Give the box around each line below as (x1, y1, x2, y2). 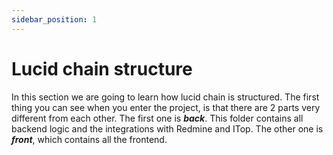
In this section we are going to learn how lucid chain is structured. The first (11, 91, 320, 103)
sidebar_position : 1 (11, 14, 98, 25)
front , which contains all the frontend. (11, 133, 168, 145)
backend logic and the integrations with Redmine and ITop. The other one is (11, 122, 324, 135)
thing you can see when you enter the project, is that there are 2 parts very (11, 101, 321, 113)
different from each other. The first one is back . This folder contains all (11, 112, 304, 124)
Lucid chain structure (11, 57, 193, 80)
